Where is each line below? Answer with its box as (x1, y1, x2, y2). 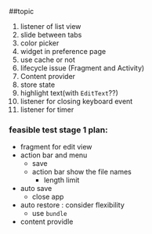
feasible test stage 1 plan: (9, 124, 108, 135)
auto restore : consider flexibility (20, 200, 125, 210)
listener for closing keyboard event (20, 97, 133, 106)
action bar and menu (20, 150, 88, 160)
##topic (9, 7, 34, 16)
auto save (20, 184, 52, 193)
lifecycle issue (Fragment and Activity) (20, 63, 145, 73)
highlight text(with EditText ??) (20, 88, 118, 97)
